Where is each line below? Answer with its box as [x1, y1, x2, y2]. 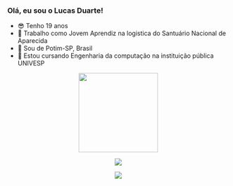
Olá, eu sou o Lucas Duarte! [7, 6, 103, 15]
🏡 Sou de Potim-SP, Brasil [17, 44, 93, 53]
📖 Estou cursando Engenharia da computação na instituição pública [17, 51, 214, 60]
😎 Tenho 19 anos [17, 22, 68, 30]
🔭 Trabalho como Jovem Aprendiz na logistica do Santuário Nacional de [17, 29, 227, 37]
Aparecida [17, 37, 48, 45]
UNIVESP [17, 59, 45, 68]
